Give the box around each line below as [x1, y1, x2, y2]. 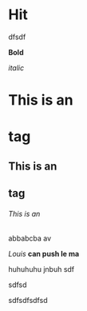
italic [8, 62, 25, 73]
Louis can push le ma [8, 249, 80, 259]
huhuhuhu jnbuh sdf [8, 265, 75, 274]
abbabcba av [8, 233, 52, 243]
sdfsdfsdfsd [8, 296, 48, 305]
